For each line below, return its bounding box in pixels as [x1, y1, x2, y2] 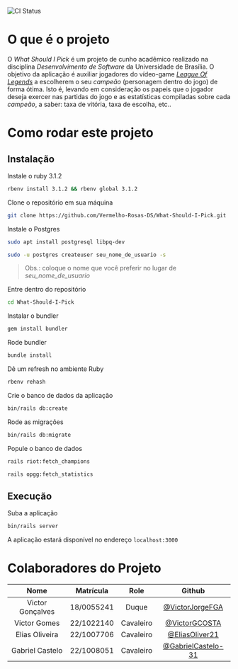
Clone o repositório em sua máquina [7, 198, 113, 207]
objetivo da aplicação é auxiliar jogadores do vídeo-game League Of [7, 69, 208, 78]
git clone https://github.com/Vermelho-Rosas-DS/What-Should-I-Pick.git [7, 212, 227, 219]
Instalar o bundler [7, 311, 59, 320]
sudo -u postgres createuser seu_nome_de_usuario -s [7, 251, 166, 258]
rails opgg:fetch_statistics [7, 471, 93, 478]
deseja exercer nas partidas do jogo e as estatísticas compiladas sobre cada [7, 92, 231, 101]
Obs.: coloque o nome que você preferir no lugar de [24, 264, 177, 273]
